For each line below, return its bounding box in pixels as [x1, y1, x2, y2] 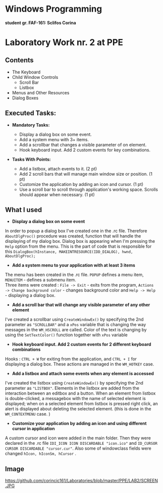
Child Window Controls [12, 74, 58, 80]
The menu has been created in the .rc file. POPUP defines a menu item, [5, 272, 144, 278]
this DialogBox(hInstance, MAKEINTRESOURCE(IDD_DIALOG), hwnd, [5, 249, 133, 255]
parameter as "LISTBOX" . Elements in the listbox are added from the [5, 385, 140, 391]
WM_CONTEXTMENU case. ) [5, 411, 50, 417]
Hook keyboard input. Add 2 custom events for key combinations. [19, 147, 151, 153]
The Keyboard [12, 69, 41, 75]
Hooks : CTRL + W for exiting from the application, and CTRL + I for [5, 356, 137, 362]
